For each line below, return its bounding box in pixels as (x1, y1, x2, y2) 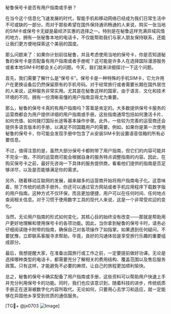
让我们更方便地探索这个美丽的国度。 (5, 41, 81, 47)
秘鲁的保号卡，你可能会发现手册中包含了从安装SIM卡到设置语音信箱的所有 (5, 130, 161, 136)
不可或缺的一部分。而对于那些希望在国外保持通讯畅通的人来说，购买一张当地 (5, 22, 166, 27)
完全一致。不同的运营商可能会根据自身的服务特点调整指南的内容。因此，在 (9, 154, 166, 160)
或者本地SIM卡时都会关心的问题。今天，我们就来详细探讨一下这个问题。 (5, 64, 156, 70)
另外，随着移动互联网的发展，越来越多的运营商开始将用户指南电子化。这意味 (5, 178, 166, 183)
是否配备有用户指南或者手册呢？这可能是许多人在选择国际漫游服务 (27, 58, 166, 64)
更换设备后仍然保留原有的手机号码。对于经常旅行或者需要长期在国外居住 (14, 81, 166, 88)
